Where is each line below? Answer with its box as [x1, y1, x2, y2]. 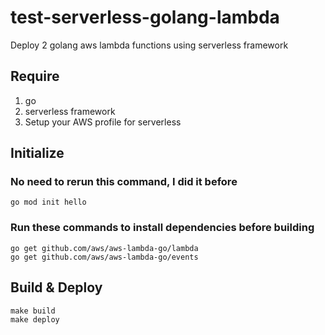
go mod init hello [10, 197, 87, 208]
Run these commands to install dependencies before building [10, 221, 315, 235]
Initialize [10, 145, 65, 162]
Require [10, 68, 60, 85]
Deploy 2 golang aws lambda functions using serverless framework [10, 39, 289, 51]
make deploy [10, 314, 60, 325]
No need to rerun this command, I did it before [10, 175, 238, 189]
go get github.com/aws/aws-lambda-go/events [10, 252, 199, 262]
